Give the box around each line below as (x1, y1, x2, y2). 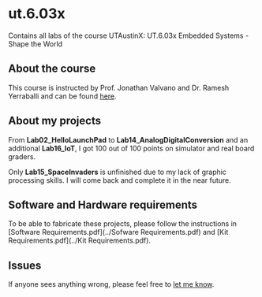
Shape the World (8, 39, 63, 48)
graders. (8, 151, 36, 161)
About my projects (8, 114, 101, 128)
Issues (8, 258, 42, 272)
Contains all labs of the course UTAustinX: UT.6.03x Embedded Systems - (8, 31, 249, 40)
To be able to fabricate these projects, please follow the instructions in (8, 219, 238, 228)
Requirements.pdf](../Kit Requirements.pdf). (8, 236, 152, 245)
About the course (8, 62, 96, 76)
